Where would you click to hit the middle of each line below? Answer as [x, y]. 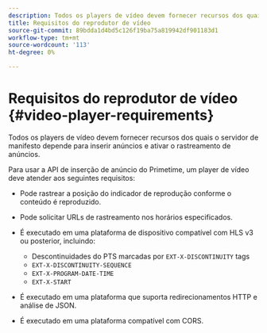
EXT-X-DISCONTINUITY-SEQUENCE [82, 265]
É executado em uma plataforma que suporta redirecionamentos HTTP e [139, 297]
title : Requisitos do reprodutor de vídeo [79, 23]
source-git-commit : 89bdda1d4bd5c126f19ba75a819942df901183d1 [113, 30]
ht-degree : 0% [32, 52]
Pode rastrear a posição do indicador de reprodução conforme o [126, 193]
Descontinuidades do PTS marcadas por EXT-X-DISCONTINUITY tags [141, 256]
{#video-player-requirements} [111, 115]
